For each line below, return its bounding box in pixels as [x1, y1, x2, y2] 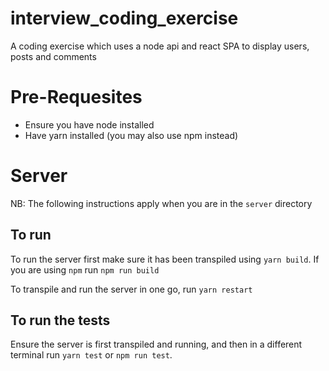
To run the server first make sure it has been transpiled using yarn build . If [10, 253, 320, 265]
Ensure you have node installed [24, 118, 155, 131]
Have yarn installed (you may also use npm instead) [24, 129, 239, 141]
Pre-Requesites [10, 86, 143, 109]
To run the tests [10, 312, 111, 329]
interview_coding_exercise [10, 7, 239, 30]
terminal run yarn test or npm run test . [10, 349, 173, 361]
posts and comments [10, 50, 97, 62]
